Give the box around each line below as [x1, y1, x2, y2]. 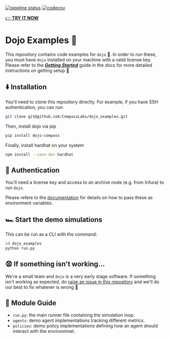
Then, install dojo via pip [5, 123, 57, 129]
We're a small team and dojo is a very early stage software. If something [5, 273, 156, 279]
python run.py [5, 246, 35, 251]
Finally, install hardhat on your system [5, 142, 85, 148]
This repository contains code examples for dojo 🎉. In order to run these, [5, 51, 157, 57]
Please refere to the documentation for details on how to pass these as [5, 195, 153, 201]
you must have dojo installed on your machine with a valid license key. [5, 56, 152, 63]
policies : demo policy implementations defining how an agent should [12, 323, 158, 329]
